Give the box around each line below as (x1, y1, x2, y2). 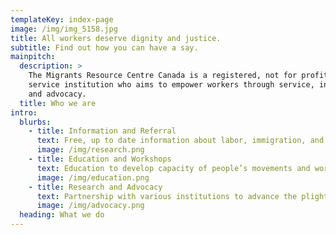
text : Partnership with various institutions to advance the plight (36, 191, 329, 201)
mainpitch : (10, 52, 56, 62)
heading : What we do (19, 210, 105, 220)
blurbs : (19, 117, 52, 127)
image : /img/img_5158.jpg (10, 24, 118, 34)
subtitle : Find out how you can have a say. (10, 42, 199, 53)
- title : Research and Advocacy (28, 182, 163, 192)
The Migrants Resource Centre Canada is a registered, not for (28, 71, 298, 81)
